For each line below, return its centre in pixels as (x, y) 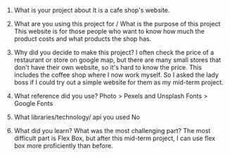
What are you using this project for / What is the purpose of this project (117, 24)
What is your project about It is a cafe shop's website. (92, 10)
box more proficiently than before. (64, 146)
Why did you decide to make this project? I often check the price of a (114, 52)
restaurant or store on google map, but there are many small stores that (117, 60)
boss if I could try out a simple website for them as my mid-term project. (119, 82)
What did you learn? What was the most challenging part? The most (112, 131)
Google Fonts (33, 103)
